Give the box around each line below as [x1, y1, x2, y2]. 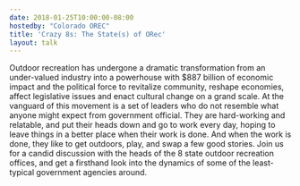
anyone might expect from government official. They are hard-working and [9, 110, 286, 121]
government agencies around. [36, 167, 148, 178]
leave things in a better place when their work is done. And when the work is [9, 129, 292, 139]
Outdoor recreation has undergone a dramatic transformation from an [9, 63, 266, 73]
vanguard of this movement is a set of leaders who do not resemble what [9, 100, 279, 112]
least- [252, 157, 275, 168]
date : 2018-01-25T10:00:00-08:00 [9, 13, 134, 22]
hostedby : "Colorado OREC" [9, 21, 110, 30]
